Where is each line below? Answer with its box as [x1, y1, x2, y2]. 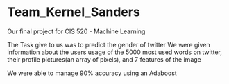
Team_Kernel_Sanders [7, 4, 140, 20]
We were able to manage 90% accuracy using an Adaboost [7, 69, 177, 77]
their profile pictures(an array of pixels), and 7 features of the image [7, 55, 201, 63]
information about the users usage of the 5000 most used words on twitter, [7, 48, 222, 56]
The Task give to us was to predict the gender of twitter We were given [7, 40, 210, 49]
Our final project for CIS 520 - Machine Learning [7, 27, 146, 35]
